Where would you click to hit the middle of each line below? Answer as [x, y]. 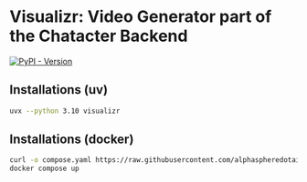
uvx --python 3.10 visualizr [65, 111]
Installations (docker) [72, 140]
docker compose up [44, 169]
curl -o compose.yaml [51, 160]
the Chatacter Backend [99, 36]
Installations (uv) [58, 90]
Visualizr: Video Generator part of [141, 17]
